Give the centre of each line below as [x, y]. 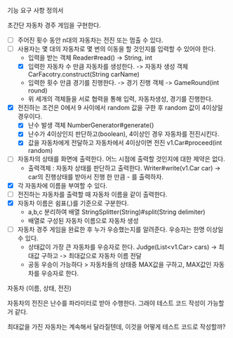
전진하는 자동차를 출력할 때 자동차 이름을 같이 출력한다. [92, 194]
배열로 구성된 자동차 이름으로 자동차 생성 [83, 220]
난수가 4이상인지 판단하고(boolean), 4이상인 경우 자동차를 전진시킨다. [124, 134]
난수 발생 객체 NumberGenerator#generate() [91, 126]
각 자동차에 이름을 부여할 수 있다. [62, 185]
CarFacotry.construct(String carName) [84, 74]
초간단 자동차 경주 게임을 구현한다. [54, 25]
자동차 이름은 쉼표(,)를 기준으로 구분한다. [73, 203]
